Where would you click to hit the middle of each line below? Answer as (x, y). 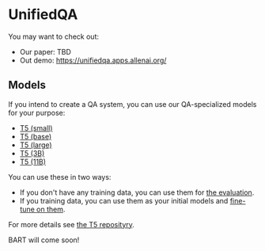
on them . (51, 209)
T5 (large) (36, 145)
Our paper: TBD (45, 51)
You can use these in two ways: (60, 177)
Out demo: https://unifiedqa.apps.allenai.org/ (93, 60)
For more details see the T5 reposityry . (71, 224)
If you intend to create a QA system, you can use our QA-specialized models (132, 104)
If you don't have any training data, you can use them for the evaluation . (137, 192)
